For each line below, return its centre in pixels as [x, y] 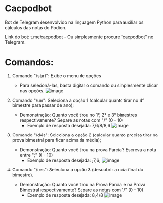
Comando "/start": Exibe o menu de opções [57, 76]
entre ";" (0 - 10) [36, 155]
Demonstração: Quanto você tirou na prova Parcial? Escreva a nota [88, 150]
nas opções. [32, 90]
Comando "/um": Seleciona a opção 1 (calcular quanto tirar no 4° [78, 100]
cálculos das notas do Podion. [36, 27]
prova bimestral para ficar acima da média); [57, 140]
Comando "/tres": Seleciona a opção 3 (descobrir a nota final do [78, 169]
